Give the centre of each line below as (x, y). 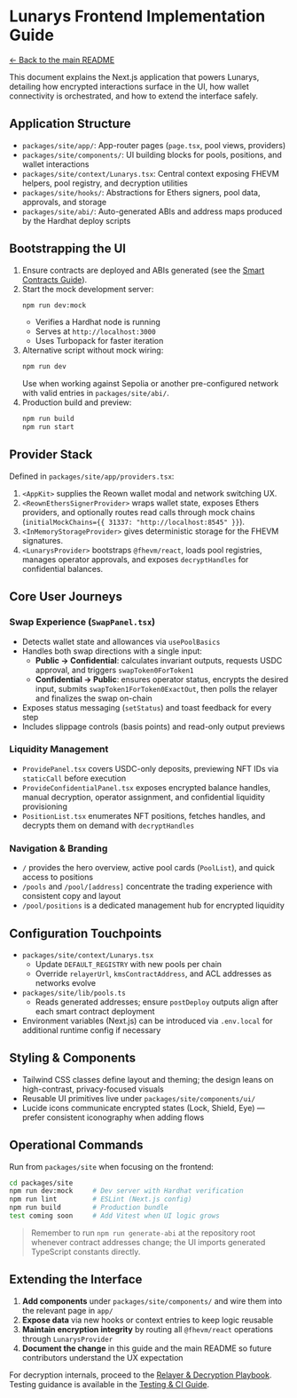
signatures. (43, 540)
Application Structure (70, 124)
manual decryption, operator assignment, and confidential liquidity (144, 797)
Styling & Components (73, 1058)
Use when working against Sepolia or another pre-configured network (150, 384)
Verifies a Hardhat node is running (98, 322)
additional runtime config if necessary (91, 1030)
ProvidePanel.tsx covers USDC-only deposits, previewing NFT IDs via (150, 768)
